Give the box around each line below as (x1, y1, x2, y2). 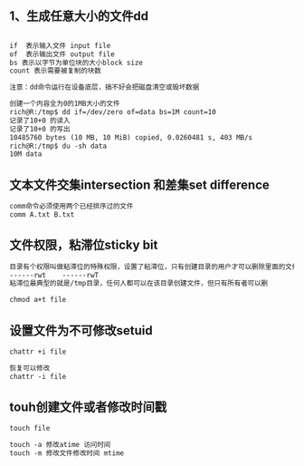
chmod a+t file (9, 296, 67, 305)
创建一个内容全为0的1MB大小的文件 (9, 99, 120, 109)
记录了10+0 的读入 (9, 116, 71, 125)
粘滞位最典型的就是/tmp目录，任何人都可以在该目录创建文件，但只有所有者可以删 (9, 279, 269, 288)
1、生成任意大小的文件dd (9, 8, 149, 24)
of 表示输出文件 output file (9, 49, 115, 59)
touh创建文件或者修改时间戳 (9, 400, 167, 415)
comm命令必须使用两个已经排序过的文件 (9, 202, 134, 211)
